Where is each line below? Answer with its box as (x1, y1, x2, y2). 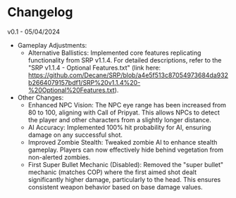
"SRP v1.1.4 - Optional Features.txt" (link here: (27, 63, 161, 72)
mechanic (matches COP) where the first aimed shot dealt (27, 168, 197, 176)
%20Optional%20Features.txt (27, 86, 115, 94)
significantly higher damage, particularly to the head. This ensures (27, 175, 221, 183)
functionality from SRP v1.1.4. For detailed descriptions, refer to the (27, 55, 222, 64)
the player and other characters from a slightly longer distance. (27, 115, 211, 124)
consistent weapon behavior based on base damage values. (27, 183, 203, 191)
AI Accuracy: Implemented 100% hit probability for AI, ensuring (27, 123, 211, 131)
